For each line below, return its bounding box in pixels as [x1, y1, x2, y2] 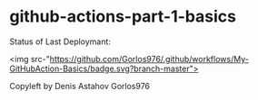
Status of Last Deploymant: [9, 36, 112, 47]
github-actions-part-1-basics [9, 6, 236, 27]
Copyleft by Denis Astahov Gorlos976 [9, 80, 151, 91]
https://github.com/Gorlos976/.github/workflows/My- [49, 53, 250, 64]
